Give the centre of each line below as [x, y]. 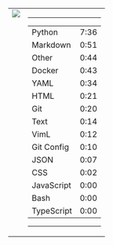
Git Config [50, 147]
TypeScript [52, 211]
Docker [45, 70]
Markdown [51, 45]
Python [45, 32]
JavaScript [52, 185]
